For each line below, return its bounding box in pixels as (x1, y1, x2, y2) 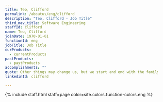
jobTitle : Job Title (5, 43, 47, 48)
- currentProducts (9, 51, 47, 57)
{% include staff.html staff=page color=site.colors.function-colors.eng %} (5, 91, 153, 97)
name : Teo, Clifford (5, 29, 47, 34)
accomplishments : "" (5, 65, 47, 70)
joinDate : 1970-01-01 (5, 34, 49, 39)
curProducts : (5, 47, 32, 52)
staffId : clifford (5, 25, 42, 30)
